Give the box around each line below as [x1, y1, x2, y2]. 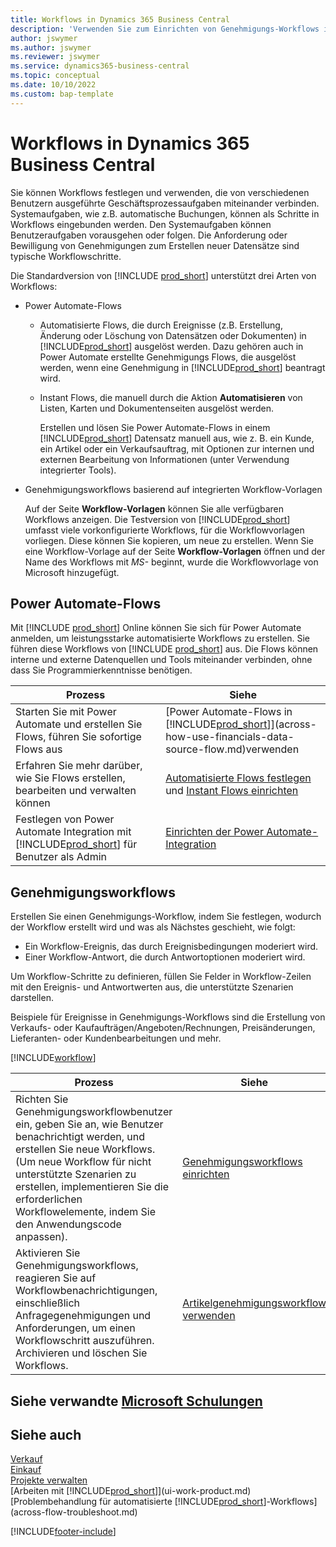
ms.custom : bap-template [10, 89, 114, 99]
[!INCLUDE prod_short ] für [15, 837, 138, 851]
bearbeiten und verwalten [15, 784, 137, 798]
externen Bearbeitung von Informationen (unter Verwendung [39, 453, 290, 465]
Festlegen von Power [15, 812, 115, 826]
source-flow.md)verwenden [165, 742, 300, 756]
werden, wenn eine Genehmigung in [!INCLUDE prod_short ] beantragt [39, 361, 326, 373]
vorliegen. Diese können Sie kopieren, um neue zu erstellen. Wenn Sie [24, 534, 314, 546]
